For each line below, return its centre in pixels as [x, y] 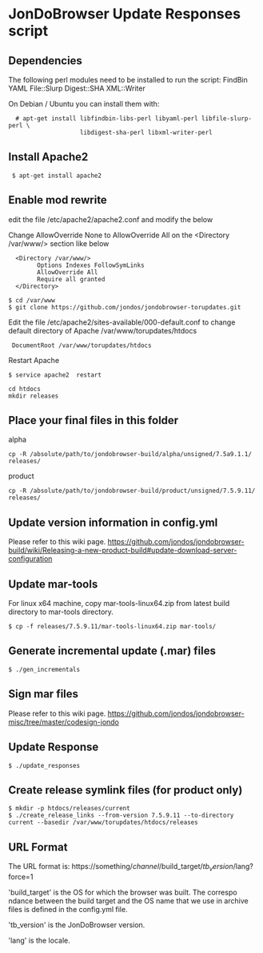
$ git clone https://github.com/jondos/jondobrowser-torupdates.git [125, 307]
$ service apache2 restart [55, 375]
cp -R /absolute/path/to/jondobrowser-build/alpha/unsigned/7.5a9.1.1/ [130, 454]
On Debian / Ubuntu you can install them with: [84, 104]
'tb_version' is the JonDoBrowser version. [77, 925]
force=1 [21, 876]
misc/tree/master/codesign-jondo [64, 721]
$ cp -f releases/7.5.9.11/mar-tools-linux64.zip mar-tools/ [112, 627]
